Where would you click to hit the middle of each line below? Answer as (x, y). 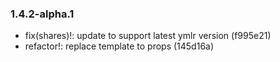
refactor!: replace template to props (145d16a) (119, 46)
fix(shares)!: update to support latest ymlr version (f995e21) (148, 36)
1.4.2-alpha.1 (42, 14)
